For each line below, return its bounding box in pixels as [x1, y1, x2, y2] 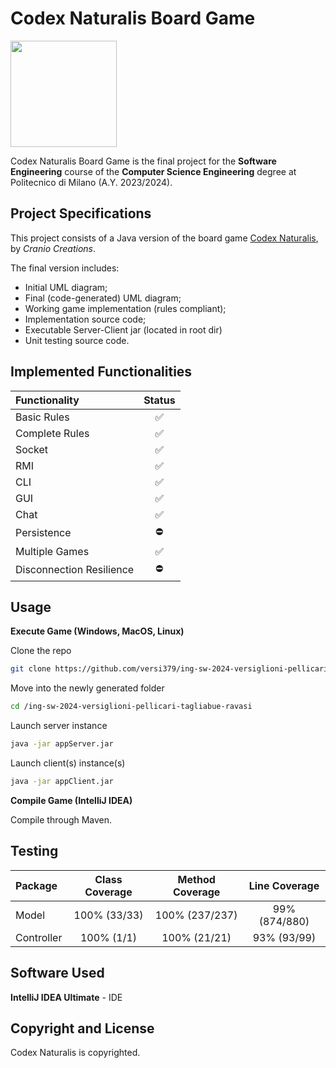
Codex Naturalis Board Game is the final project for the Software [10, 155, 277, 167]
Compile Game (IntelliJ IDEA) [10, 794, 133, 806]
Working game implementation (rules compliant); [24, 302, 227, 314]
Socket [15, 442, 48, 456]
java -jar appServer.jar [10, 739, 114, 749]
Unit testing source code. [24, 334, 130, 346]
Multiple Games [15, 544, 90, 558]
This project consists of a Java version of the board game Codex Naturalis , [10, 232, 319, 244]
